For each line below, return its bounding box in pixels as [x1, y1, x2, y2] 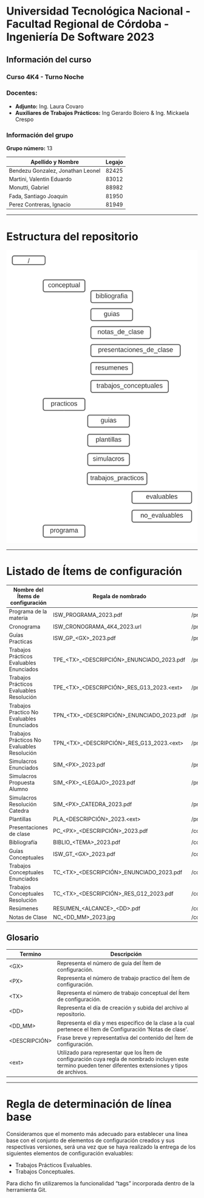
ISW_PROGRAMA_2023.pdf [53, 611, 123, 618]
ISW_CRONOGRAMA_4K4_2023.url [53, 622, 141, 630]
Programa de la [8, 608, 47, 615]
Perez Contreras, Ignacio [8, 201, 71, 208]
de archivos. [56, 1068, 88, 1076]
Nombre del [13, 586, 44, 593]
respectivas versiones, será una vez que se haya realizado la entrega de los [6, 1143, 196, 1151]
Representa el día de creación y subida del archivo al [56, 1004, 189, 1011]
